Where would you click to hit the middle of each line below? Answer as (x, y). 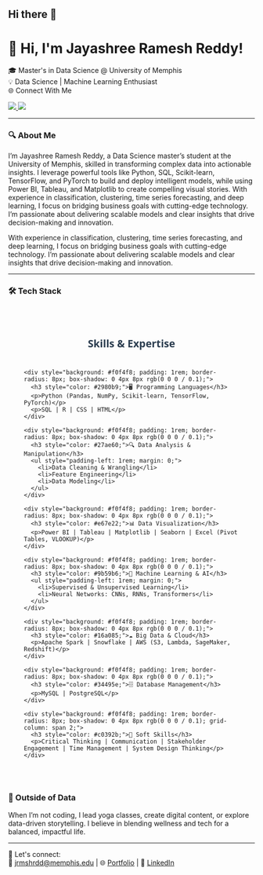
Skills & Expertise (131, 344)
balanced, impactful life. (47, 831)
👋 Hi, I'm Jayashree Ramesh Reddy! (126, 48)
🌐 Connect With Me (40, 90)
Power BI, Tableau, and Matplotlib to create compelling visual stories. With (128, 189)
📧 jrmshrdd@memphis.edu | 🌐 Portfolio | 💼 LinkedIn (91, 862)
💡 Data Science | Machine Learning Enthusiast (83, 82)
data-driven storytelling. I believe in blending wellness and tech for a (119, 823)
